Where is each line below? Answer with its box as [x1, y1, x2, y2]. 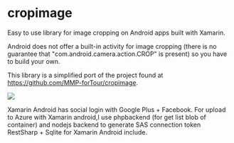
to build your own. [7, 57, 60, 65]
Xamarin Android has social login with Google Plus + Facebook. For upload [7, 105, 226, 114]
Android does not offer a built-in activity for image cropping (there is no [7, 42, 217, 50]
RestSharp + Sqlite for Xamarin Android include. [7, 127, 148, 136]
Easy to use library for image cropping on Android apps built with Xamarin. [7, 28, 225, 37]
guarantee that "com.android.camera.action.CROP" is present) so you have [7, 50, 228, 58]
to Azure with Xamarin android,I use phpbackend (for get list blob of [7, 113, 206, 121]
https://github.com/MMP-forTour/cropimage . [7, 78, 139, 86]
